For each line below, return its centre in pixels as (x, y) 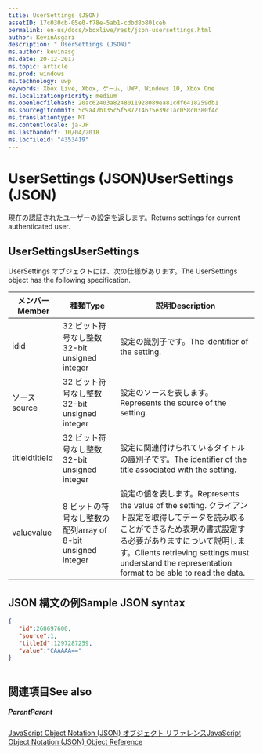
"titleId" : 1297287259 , (55, 643)
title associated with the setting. (178, 470)
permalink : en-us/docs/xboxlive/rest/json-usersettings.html (110, 30)
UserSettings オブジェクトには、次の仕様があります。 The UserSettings (123, 271)
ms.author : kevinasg (42, 52)
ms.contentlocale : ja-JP (49, 125)
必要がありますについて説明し (183, 541)
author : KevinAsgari (42, 37)
